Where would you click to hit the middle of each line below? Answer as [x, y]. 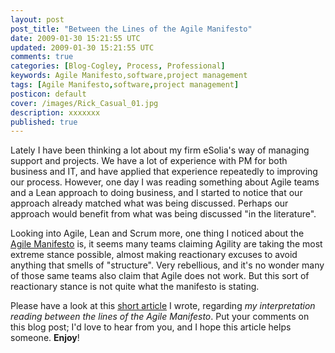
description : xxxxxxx [55, 112]
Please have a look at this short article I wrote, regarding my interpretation [163, 306]
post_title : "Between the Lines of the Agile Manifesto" [131, 29]
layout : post [37, 19]
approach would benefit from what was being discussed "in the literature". [163, 214]
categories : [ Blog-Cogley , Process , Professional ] [118, 66]
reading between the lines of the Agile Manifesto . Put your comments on [160, 317]
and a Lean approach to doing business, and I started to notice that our [156, 193]
